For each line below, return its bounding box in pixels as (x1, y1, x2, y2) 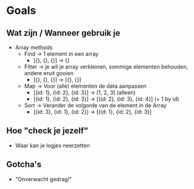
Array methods (15, 44, 53, 51)
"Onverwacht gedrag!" (15, 175, 72, 182)
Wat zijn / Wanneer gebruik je (6, 28, 120, 38)
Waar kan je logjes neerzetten (15, 142, 90, 149)
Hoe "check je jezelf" (6, 125, 89, 136)
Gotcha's (6, 159, 42, 170)
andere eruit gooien (24, 70, 74, 76)
